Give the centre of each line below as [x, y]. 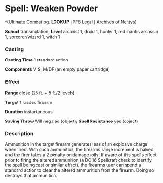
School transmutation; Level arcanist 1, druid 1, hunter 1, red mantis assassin [81, 31]
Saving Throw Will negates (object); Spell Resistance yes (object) [72, 121]
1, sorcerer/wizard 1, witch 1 [33, 37]
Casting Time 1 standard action [36, 60]
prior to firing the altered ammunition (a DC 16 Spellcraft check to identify [79, 160]
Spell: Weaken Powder [52, 9]
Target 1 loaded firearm [29, 102]
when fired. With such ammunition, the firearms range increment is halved [79, 149]
